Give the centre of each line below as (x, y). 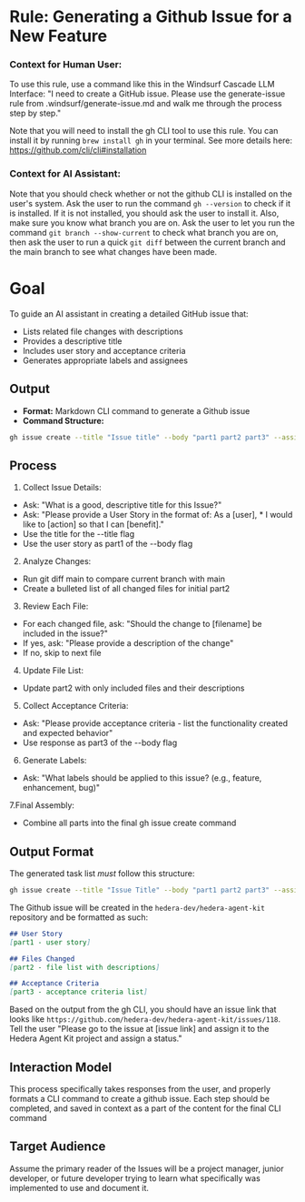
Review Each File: (55, 606)
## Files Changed (42, 959)
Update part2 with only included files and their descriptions (133, 688)
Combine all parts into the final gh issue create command (129, 823)
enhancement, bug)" (61, 788)
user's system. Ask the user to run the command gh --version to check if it (150, 203)
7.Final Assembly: (42, 805)
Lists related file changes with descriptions (103, 331)
